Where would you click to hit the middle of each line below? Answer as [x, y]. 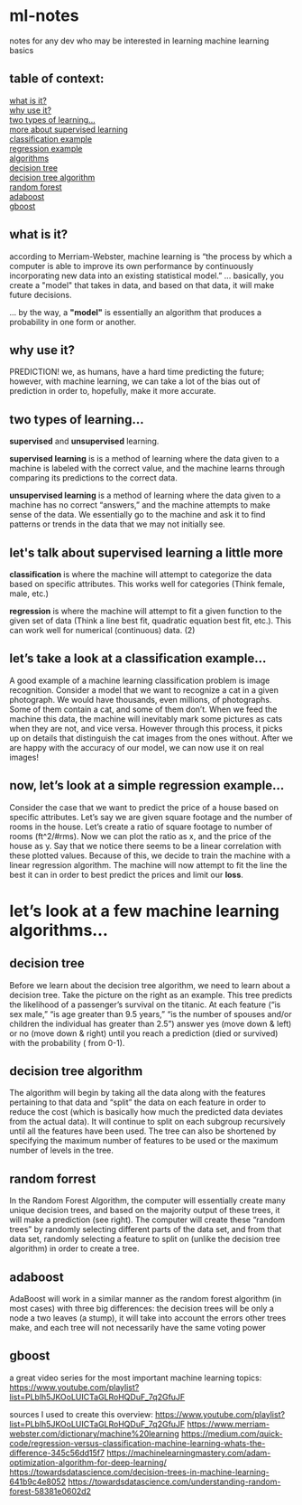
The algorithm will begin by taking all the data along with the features [137, 1093]
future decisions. [41, 294]
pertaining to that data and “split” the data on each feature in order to [137, 1102]
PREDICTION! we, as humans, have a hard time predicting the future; [137, 372]
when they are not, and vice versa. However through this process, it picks [146, 728]
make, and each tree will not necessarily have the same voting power [137, 1328]
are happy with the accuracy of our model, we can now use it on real [137, 747]
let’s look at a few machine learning [144, 911]
